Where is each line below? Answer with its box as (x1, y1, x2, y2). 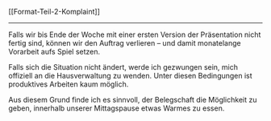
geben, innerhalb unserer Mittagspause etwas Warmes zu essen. (8, 103, 225, 113)
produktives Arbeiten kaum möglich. (8, 79, 129, 89)
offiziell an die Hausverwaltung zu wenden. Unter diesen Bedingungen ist (8, 71, 252, 80)
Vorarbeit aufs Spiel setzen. (8, 47, 101, 56)
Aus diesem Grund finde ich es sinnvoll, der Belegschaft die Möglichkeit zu (8, 95, 257, 104)
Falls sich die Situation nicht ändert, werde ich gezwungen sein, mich (8, 63, 239, 71)
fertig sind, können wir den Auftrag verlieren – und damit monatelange (8, 38, 241, 47)
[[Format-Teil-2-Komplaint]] (8, 7, 101, 16)
